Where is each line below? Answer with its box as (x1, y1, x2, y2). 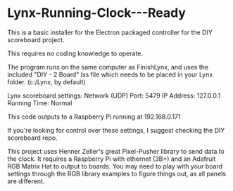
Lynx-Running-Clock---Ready (7, 5, 187, 21)
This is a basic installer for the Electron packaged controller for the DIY (7, 28, 213, 37)
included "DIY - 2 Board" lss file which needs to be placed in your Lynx (7, 70, 213, 79)
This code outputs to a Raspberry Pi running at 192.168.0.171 (7, 112, 181, 121)
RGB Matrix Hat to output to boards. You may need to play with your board (7, 162, 223, 170)
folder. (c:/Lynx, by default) (7, 77, 86, 86)
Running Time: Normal (7, 98, 73, 107)
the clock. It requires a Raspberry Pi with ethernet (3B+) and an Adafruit (7, 154, 216, 163)
